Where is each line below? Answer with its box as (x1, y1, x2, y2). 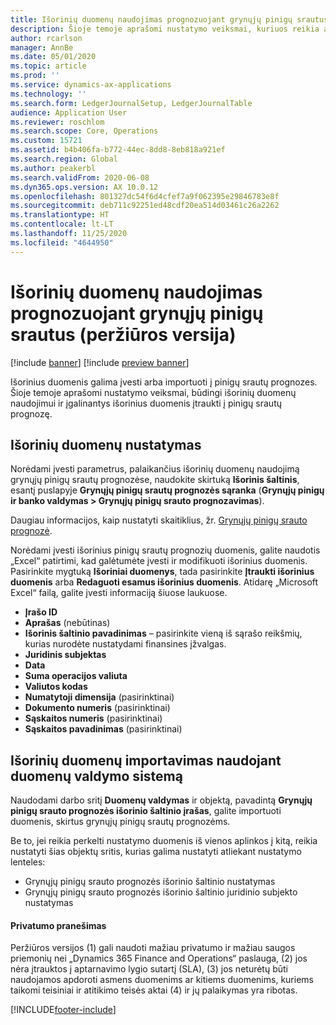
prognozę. (10, 407, 53, 420)
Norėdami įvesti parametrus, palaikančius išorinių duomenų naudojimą (10, 463, 300, 475)
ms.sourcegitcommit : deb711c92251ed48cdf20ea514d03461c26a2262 (10, 201, 280, 211)
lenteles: (10, 856, 46, 868)
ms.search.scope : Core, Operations (10, 126, 159, 136)
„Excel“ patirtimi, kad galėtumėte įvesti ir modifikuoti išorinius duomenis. (10, 555, 308, 567)
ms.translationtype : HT (10, 210, 110, 220)
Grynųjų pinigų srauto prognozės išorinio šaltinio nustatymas (24, 876, 276, 888)
